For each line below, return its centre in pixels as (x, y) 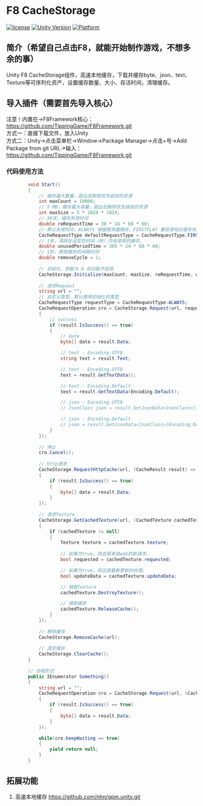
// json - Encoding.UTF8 (91, 403)
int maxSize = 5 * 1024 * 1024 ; (79, 213)
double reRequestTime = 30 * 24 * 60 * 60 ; (94, 224)
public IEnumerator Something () (69, 677)
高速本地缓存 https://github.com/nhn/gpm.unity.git (78, 796)
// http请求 (53, 464)
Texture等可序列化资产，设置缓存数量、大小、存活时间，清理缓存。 (90, 82)
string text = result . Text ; (95, 359)
